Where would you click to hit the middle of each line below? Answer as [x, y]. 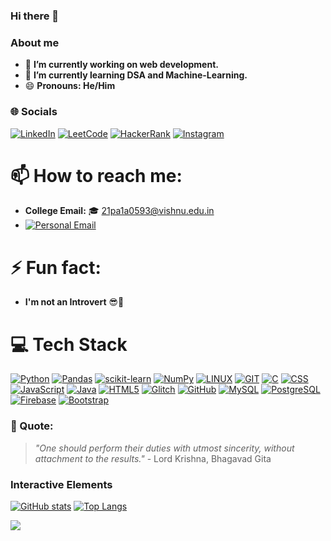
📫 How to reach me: [96, 175]
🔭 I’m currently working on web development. [121, 65]
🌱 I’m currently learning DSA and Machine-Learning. [136, 75]
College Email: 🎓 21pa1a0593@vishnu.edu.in [119, 211]
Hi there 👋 [35, 16]
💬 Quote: [32, 426]
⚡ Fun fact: [56, 267]
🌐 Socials [34, 112]
